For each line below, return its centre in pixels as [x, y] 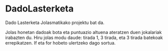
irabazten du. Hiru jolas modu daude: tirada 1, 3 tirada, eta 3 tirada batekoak [84, 37]
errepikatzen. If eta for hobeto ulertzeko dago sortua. [61, 42]
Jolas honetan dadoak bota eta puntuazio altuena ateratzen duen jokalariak [83, 32]
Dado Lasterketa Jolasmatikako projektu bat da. [55, 22]
